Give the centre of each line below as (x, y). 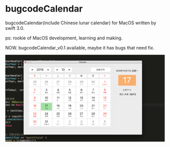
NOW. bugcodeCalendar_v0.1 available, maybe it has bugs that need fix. (80, 47)
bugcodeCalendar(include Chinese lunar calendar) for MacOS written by (81, 23)
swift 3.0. (15, 28)
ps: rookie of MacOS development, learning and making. (64, 38)
